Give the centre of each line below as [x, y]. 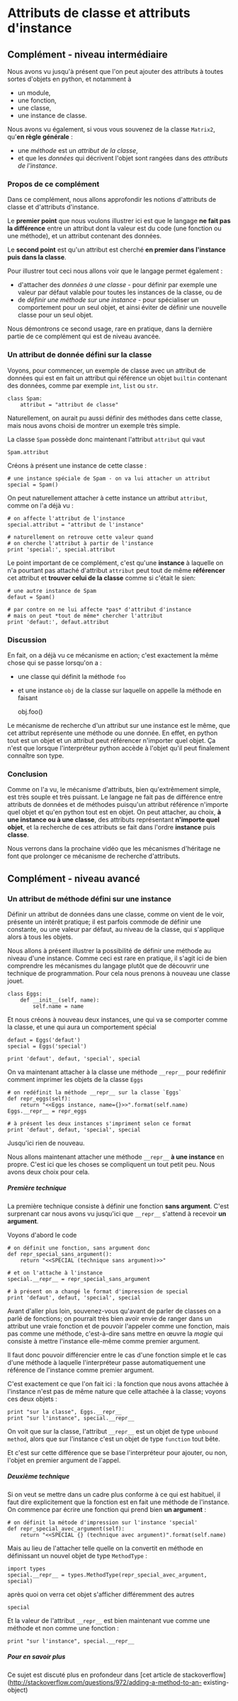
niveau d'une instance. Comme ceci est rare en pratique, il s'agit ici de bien [117, 958]
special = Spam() [33, 485]
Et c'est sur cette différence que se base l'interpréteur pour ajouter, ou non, [118, 1452]
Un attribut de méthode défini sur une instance [90, 898]
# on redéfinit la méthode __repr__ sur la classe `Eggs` [95, 1093]
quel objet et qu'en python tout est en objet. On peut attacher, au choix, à [114, 812]
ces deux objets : [33, 1399]
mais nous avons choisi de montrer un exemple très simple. [94, 425]
